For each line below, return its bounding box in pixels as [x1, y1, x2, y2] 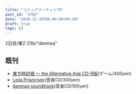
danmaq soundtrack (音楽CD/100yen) [12, 83, 89, 89]
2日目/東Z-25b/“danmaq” [5, 40, 57, 46]
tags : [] [5, 26, 23, 31]
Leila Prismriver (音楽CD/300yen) [12, 76, 80, 82]
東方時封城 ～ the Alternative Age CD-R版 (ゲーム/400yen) [12, 70, 131, 76]
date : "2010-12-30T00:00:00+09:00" [5, 16, 79, 21]
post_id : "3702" [5, 12, 39, 17]
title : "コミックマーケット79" [5, 7, 63, 12]
